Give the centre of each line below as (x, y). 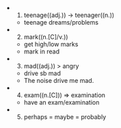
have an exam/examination (62, 102)
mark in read (42, 51)
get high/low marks (51, 44)
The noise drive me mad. (59, 80)
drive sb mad (42, 73)
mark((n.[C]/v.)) (46, 37)
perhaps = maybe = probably (65, 117)
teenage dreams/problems (61, 22)
